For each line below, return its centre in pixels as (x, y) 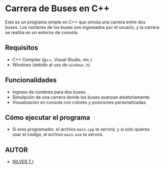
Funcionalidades (31, 80)
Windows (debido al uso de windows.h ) (51, 64)
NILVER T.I (23, 162)
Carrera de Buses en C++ (57, 9)
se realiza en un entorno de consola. (42, 32)
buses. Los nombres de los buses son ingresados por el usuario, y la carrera (82, 27)
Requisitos (22, 48)
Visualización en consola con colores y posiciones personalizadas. (80, 102)
